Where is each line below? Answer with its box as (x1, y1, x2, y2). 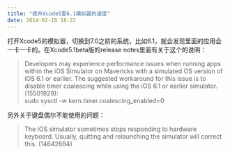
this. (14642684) (24, 139, 73, 148)
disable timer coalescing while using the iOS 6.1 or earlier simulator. (24, 82, 218, 90)
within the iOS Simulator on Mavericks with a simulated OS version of (24, 67, 223, 75)
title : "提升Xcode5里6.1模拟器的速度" (7, 10, 110, 17)
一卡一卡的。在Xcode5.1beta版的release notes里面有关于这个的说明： (7, 45, 207, 54)
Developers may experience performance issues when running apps (24, 59, 222, 68)
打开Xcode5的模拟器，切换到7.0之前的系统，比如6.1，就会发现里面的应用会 (7, 36, 222, 45)
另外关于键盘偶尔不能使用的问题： (7, 111, 105, 119)
